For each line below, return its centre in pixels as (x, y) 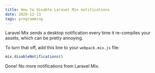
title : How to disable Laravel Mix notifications (58, 10)
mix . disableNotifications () (34, 57)
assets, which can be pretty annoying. (44, 38)
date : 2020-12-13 (23, 14)
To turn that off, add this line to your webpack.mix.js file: (62, 48)
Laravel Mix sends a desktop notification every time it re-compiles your (78, 33)
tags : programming (24, 19)
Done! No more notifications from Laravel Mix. (52, 66)
